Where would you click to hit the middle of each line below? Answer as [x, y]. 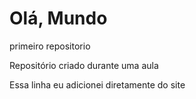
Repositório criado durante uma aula [84, 65]
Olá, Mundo [58, 18]
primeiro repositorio [50, 46]
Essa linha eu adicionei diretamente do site [97, 84]
